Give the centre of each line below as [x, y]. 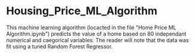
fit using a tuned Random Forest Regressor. [60, 46]
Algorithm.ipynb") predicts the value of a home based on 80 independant [96, 33]
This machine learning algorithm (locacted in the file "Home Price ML [91, 27]
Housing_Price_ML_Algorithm [82, 11]
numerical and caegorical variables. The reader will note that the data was [97, 40]
